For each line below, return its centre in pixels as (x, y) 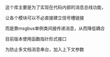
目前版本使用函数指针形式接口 (36, 39)
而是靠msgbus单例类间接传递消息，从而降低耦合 (55, 28)
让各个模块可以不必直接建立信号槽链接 (44, 18)
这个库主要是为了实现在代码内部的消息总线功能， (55, 7)
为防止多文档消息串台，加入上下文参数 (44, 49)
